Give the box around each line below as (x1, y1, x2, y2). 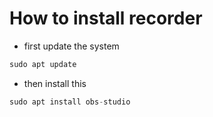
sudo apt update (9, 59, 77, 69)
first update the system (23, 40, 120, 52)
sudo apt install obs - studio (9, 97, 131, 107)
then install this (23, 77, 87, 89)
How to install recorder (9, 7, 203, 30)
